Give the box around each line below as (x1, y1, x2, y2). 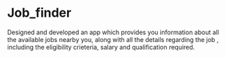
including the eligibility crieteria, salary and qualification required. (7, 43, 195, 51)
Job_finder (7, 5, 72, 21)
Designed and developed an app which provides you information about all (7, 28, 220, 36)
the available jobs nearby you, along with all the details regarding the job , (7, 35, 219, 43)
